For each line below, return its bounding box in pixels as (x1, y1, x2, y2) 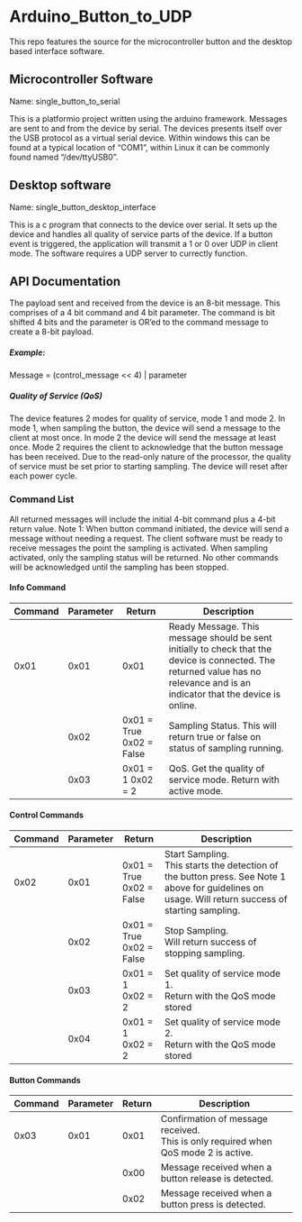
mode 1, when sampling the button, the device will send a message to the (9, 423, 281, 433)
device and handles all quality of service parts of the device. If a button (9, 228, 273, 240)
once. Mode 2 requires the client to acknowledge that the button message (9, 442, 284, 452)
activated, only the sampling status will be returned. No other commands (9, 552, 279, 562)
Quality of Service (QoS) (9, 390, 103, 401)
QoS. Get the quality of (168, 761, 265, 774)
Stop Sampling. (164, 925, 229, 937)
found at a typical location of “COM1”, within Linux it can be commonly (9, 141, 270, 152)
